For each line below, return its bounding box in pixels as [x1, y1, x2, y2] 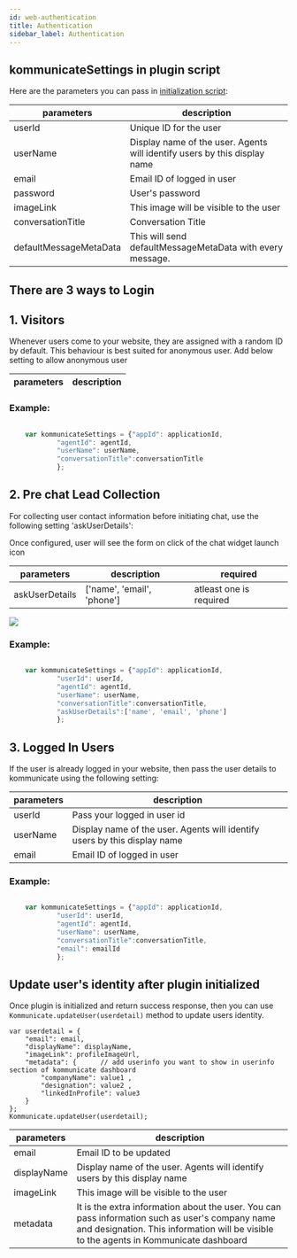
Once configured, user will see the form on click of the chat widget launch [9, 537, 279, 547]
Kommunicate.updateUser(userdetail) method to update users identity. [9, 1010, 265, 1021]
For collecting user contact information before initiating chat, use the [9, 510, 259, 521]
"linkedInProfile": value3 [41, 1089, 141, 1099]
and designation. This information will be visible [76, 1223, 274, 1236]
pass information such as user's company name [76, 1212, 276, 1224]
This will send [129, 230, 187, 243]
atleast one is [194, 582, 250, 594]
